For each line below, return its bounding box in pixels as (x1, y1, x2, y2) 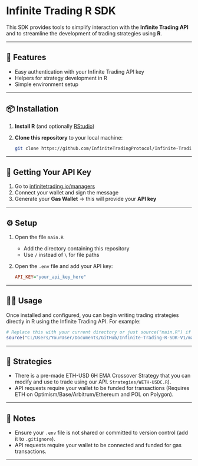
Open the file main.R (14, 234, 64, 241)
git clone (14, 146, 39, 151)
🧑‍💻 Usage (6, 296, 42, 306)
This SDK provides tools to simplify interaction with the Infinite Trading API (6, 24, 189, 31)
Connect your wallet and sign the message (14, 189, 119, 196)
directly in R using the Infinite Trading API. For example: (6, 318, 141, 325)
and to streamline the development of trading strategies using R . (6, 29, 163, 37)
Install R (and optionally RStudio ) (14, 123, 95, 130)
